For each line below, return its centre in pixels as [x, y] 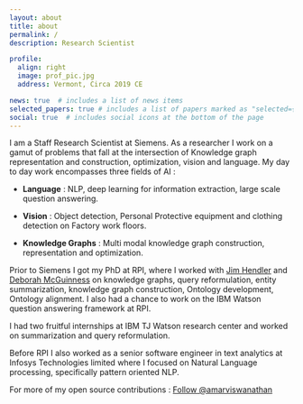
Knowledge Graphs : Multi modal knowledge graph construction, [143, 243]
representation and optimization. [83, 252]
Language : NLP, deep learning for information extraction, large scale [151, 189]
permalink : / [34, 34]
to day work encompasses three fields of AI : [92, 171]
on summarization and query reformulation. [90, 335]
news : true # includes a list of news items [96, 100]
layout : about [36, 18]
